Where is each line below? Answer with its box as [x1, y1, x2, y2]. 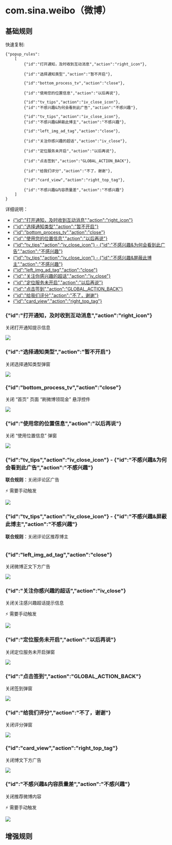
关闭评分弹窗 [5, 721, 32, 728]
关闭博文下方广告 [5, 757, 42, 763]
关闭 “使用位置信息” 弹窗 [5, 433, 58, 439]
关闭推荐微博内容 [5, 793, 42, 799]
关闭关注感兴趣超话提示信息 [5, 600, 64, 606]
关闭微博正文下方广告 [5, 564, 50, 570]
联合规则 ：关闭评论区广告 [5, 477, 60, 483]
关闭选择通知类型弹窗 [5, 361, 50, 367]
